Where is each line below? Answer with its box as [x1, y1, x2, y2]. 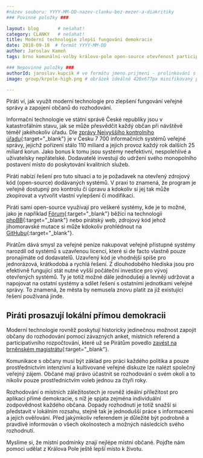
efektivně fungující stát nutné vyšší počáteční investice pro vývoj [6, 267, 168, 274]
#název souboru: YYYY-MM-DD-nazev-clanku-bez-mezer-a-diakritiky [6, 8, 174, 15]
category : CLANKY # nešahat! [6, 31, 85, 37]
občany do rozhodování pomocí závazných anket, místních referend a [6, 333, 180, 340]
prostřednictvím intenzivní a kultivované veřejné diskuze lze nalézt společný [6, 364, 196, 371]
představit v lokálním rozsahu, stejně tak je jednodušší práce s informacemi [6, 408, 194, 415]
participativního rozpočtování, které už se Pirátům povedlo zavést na [6, 339, 177, 347]
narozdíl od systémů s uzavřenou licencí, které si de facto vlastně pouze [6, 248, 186, 255]
